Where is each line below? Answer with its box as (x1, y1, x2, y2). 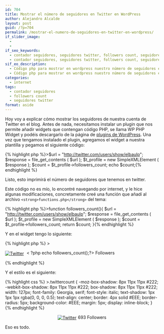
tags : (5, 84, 16, 89)
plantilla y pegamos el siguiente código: (5, 142, 85, 148)
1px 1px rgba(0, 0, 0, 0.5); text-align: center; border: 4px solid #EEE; (5, 294, 141, 300)
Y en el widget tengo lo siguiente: (5, 231, 72, 237)
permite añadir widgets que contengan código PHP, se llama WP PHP (5, 127, 145, 132)
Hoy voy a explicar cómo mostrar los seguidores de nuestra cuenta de (5, 116, 146, 122)
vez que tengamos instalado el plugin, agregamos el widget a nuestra (5, 137, 145, 142)
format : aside (5, 103, 34, 108)
